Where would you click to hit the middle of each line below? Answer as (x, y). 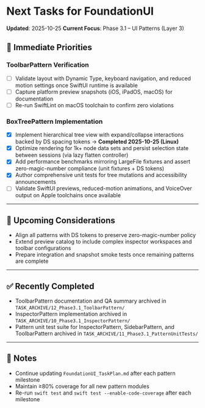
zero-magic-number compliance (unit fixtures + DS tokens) (90, 168)
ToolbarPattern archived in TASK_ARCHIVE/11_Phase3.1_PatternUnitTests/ (106, 334)
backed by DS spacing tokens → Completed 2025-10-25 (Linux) (97, 142)
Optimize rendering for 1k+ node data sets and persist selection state (102, 148)
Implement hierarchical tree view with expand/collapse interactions (99, 135)
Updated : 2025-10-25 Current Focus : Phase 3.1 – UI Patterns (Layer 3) (95, 28)
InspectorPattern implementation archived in (71, 314)
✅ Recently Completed (50, 286)
